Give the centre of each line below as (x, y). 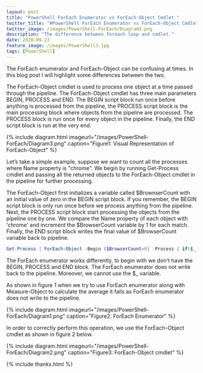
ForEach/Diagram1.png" (36, 316)
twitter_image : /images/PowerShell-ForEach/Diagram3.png (79, 29)
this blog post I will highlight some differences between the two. (86, 75)
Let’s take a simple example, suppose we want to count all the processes (97, 162)
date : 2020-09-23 (28, 40)
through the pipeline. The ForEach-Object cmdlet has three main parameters (101, 93)
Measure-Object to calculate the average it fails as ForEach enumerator (95, 291)
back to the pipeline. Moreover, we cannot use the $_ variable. (84, 273)
